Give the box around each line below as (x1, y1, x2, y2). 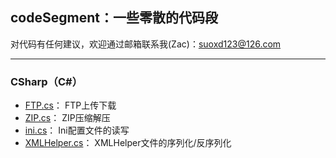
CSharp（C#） (10, 74, 83, 88)
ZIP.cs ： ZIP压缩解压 (24, 112, 111, 124)
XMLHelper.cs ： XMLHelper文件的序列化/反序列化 (24, 137, 232, 149)
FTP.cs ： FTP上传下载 (24, 99, 117, 112)
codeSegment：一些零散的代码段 (10, 9, 218, 27)
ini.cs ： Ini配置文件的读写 (24, 124, 130, 137)
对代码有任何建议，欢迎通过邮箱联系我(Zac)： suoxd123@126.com (10, 38, 282, 50)
